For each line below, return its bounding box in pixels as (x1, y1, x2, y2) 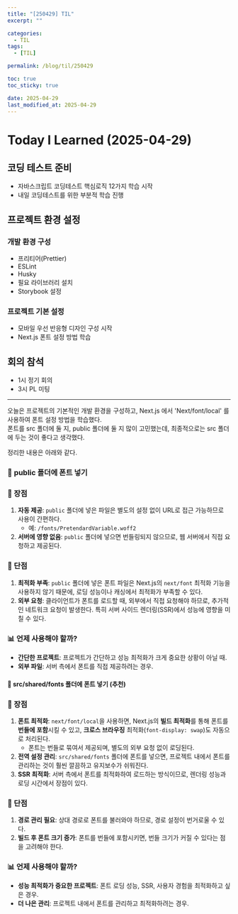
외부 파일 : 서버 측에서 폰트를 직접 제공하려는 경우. (17, 662, 154, 670)
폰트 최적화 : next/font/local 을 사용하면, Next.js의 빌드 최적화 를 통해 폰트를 (17, 717, 229, 725)
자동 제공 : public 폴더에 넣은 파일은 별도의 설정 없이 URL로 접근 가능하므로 (17, 506, 225, 515)
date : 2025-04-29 (7, 94, 59, 102)
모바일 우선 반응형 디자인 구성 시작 (17, 324, 113, 332)
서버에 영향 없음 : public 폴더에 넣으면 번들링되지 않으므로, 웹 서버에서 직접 (17, 533, 223, 541)
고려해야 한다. (25, 842, 64, 851)
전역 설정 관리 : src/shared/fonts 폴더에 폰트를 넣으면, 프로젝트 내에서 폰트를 (17, 752, 230, 761)
